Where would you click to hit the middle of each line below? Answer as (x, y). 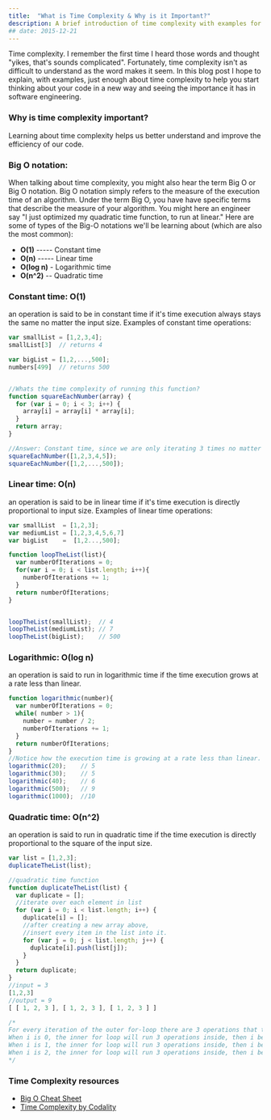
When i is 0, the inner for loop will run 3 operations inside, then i (131, 1038)
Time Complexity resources (64, 1080)
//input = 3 (28, 986)
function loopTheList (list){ (57, 555)
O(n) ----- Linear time (56, 258)
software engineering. (45, 97)
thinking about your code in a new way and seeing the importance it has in (132, 88)
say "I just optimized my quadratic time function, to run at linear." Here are (131, 217)
